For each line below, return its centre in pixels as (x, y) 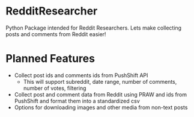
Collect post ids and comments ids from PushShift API (81, 75)
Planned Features (50, 59)
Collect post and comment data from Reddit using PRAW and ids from (101, 94)
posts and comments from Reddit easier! (56, 34)
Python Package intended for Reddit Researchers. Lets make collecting (93, 28)
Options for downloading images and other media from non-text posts (101, 107)
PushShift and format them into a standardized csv (77, 101)
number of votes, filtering (55, 88)
